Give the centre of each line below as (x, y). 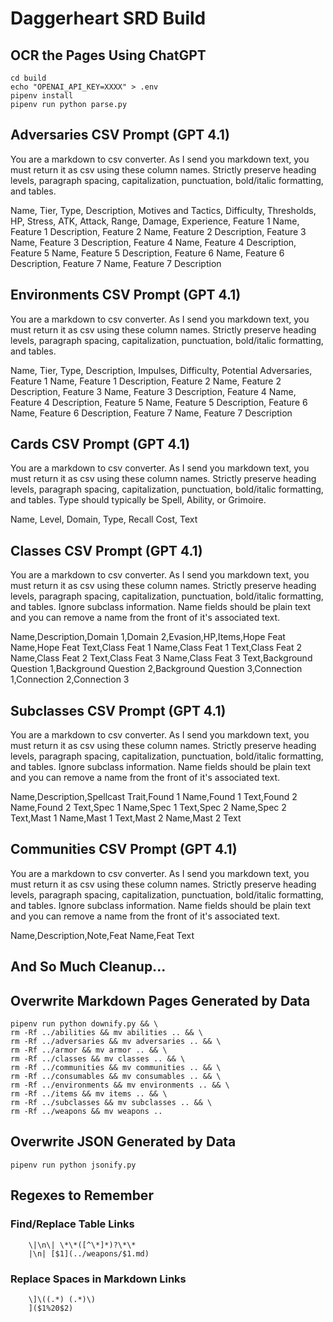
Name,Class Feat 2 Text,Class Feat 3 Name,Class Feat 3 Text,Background (161, 658)
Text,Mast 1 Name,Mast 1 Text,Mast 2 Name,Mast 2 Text (126, 818)
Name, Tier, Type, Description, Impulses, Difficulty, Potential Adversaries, (161, 370)
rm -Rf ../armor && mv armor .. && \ (89, 1050)
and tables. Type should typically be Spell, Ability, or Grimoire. (138, 500)
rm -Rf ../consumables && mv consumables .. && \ (116, 1077)
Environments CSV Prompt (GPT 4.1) (126, 295)
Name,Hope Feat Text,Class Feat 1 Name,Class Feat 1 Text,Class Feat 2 (156, 648)
